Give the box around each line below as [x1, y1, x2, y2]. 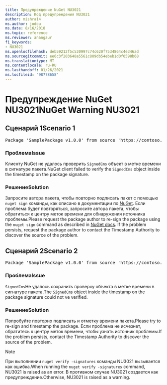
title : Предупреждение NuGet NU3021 [5, 7, 81, 12]
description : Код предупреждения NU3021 [5, 12, 90, 17]
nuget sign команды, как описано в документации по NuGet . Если [5, 200, 146, 206]
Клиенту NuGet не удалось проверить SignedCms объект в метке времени [5, 161, 161, 167]
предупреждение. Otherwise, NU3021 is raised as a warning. [5, 374, 131, 380]
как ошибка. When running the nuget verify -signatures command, [5, 364, 146, 370]
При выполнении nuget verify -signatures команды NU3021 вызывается [5, 358, 161, 364]
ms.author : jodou [5, 21, 41, 26]
